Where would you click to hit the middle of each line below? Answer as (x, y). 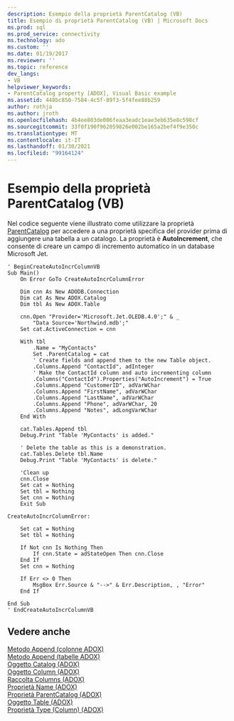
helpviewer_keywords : (39, 87)
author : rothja (30, 107)
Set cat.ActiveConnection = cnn (68, 329)
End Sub (19, 603)
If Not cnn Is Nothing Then (62, 547)
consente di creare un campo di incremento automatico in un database (111, 246)
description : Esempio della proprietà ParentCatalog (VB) (95, 14)
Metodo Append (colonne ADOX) (56, 649)
